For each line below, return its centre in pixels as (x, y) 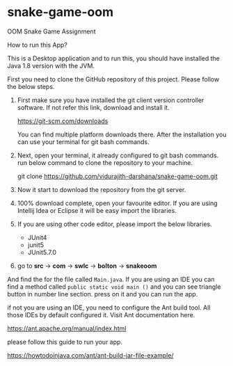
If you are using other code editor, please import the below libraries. (114, 224)
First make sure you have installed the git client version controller (111, 100)
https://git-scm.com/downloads (63, 121)
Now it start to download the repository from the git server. (102, 189)
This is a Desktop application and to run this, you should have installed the (114, 58)
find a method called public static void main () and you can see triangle (114, 287)
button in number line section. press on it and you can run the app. (103, 294)
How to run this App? (38, 45)
